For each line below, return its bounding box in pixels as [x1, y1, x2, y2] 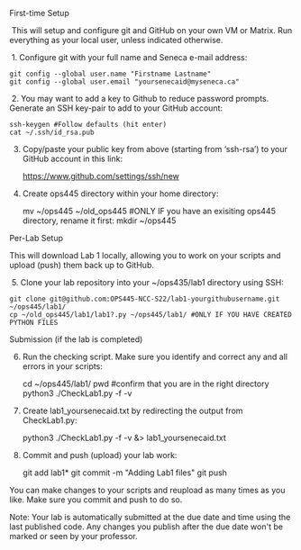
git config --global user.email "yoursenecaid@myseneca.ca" [9, 77, 241, 86]
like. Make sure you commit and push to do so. [9, 494, 183, 505]
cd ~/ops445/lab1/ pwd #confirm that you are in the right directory [22, 378, 269, 389]
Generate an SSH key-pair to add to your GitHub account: [9, 103, 223, 113]
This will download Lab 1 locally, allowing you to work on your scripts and [9, 250, 281, 260]
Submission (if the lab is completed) [9, 334, 143, 345]
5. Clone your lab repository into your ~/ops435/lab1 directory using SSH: [11, 277, 284, 287]
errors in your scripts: [22, 361, 104, 372]
